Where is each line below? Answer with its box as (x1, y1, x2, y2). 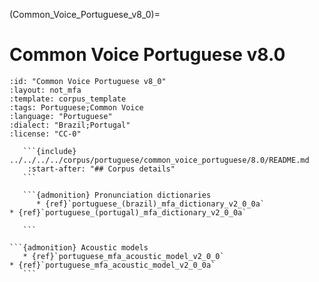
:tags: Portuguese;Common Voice (9, 102, 144, 113)
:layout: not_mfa (9, 85, 82, 95)
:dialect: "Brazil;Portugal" (9, 120, 131, 130)
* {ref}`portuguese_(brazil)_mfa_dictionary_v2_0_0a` (35, 199, 266, 209)
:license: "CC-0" (9, 129, 82, 139)
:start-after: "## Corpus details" (27, 164, 176, 174)
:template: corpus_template (9, 94, 127, 104)
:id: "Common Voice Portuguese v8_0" (9, 76, 167, 86)
